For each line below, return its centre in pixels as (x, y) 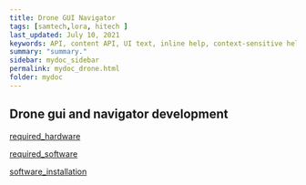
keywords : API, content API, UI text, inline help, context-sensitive (146, 43)
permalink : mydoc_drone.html (65, 69)
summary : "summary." (49, 52)
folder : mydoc (36, 77)
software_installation (48, 171)
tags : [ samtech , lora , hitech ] (69, 26)
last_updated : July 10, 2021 (65, 35)
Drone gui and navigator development (119, 114)
